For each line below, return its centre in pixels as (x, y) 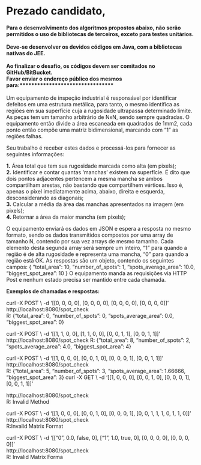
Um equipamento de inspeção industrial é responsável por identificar (91, 98)
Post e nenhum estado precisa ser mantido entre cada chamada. (86, 279)
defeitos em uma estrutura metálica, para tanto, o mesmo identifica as (93, 104)
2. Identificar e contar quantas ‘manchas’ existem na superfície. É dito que (98, 172)
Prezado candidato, (56, 11)
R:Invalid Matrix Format (35, 426)
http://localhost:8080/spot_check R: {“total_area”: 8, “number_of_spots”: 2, (98, 340)
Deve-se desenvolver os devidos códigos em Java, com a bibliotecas (94, 47)
